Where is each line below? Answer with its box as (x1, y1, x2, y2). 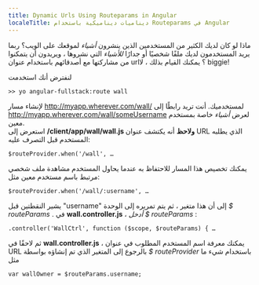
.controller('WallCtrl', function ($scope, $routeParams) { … (8, 225, 216, 232)
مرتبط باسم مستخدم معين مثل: (8, 172, 100, 181)
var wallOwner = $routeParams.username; (8, 270, 143, 278)
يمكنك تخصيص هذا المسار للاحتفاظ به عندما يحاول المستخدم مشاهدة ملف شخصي (8, 163, 247, 173)
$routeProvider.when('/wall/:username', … (8, 187, 149, 195)
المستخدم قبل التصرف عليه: (8, 134, 90, 144)
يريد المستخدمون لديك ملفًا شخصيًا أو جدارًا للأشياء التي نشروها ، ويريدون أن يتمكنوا (8, 49, 250, 58)
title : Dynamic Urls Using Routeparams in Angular (8, 11, 177, 20)
